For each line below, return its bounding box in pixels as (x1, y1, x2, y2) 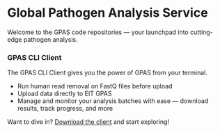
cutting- (190, 28, 214, 36)
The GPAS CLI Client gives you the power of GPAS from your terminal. (7, 68, 207, 77)
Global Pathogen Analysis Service (7, 5, 208, 21)
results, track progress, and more (17, 104, 113, 113)
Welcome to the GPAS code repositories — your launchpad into (7, 28, 189, 36)
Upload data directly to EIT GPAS (17, 89, 112, 98)
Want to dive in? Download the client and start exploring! (7, 118, 169, 126)
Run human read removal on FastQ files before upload (17, 82, 173, 91)
